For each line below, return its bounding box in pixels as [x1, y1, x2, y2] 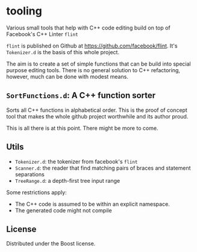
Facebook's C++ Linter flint [6, 30, 78, 37]
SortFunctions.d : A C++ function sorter [6, 90, 156, 100]
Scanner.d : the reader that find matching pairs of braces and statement [14, 164, 191, 171]
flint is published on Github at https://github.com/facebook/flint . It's [6, 42, 178, 49]
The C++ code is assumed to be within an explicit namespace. [14, 200, 170, 207]
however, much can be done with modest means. [6, 73, 128, 80]
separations [14, 170, 45, 178]
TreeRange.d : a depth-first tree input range [14, 177, 120, 184]
